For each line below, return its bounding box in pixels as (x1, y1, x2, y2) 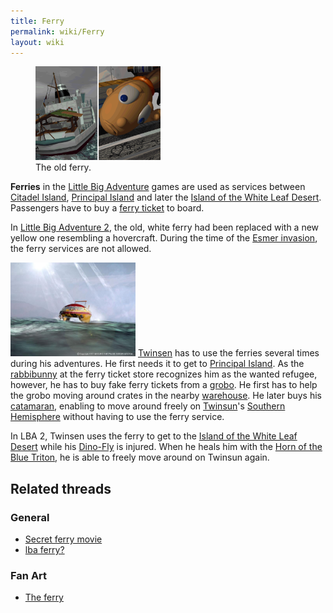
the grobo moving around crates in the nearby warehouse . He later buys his (10, 390, 323, 402)
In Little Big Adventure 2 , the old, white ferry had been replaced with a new (10, 221, 320, 234)
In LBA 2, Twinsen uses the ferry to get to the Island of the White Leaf (10, 430, 298, 442)
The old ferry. (35, 161, 92, 174)
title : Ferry (10, 16, 65, 26)
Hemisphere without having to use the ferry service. (10, 411, 225, 423)
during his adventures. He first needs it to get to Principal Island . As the (10, 358, 305, 370)
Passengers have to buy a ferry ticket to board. (10, 202, 205, 214)
